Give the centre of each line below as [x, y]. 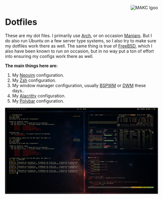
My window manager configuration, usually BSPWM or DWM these [79, 85]
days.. [18, 90]
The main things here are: [32, 66]
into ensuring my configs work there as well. [49, 56]
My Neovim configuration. [38, 75]
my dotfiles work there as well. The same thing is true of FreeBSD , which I [79, 46]
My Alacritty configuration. [39, 96]
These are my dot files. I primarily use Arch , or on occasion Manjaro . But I [78, 36]
